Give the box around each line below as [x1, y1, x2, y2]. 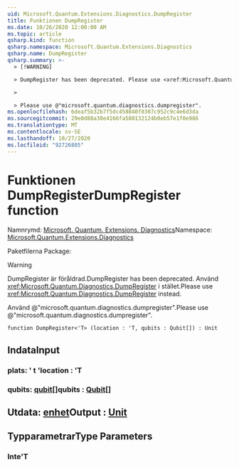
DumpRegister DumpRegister [7, 187, 181, 203]
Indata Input [7, 344, 60, 356]
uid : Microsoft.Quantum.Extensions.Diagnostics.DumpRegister [7, 10, 193, 18]
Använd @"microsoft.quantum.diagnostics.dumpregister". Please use [7, 304, 208, 312]
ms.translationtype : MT [7, 122, 78, 129]
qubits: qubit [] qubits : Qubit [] [7, 385, 112, 394]
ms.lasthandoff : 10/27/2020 [7, 134, 91, 142]
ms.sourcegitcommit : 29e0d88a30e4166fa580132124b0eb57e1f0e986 [7, 115, 199, 122]
